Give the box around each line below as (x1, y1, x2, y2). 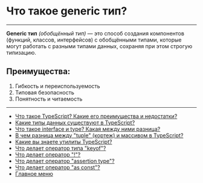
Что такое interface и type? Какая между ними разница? (14, 125, 161, 132)
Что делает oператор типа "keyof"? (14, 144, 106, 152)
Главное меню (14, 170, 53, 177)
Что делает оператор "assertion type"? (14, 157, 115, 164)
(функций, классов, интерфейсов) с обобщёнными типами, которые (6, 36, 182, 43)
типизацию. (6, 49, 36, 56)
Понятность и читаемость (14, 95, 83, 102)
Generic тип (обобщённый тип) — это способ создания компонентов (6, 29, 184, 37)
